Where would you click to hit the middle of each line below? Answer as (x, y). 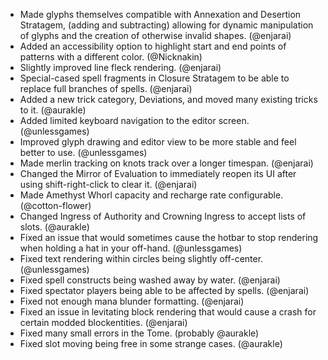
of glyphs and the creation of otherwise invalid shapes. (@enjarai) (155, 35)
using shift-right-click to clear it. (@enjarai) (108, 184)
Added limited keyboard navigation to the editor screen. (134, 120)
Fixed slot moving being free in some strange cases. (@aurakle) (151, 343)
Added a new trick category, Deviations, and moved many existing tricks (168, 99)
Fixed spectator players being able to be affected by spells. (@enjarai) (164, 290)
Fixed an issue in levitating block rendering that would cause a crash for (168, 312)
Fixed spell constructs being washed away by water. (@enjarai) (150, 280)
